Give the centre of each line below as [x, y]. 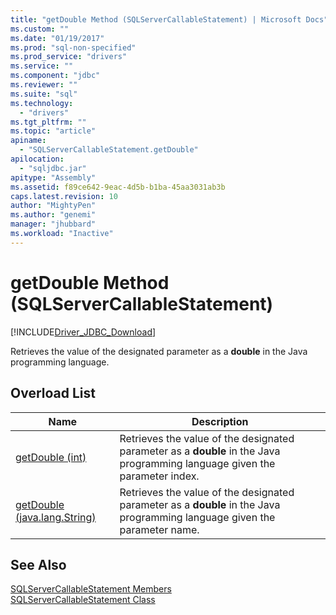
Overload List [53, 393]
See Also [38, 564]
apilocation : [37, 159]
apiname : [28, 141]
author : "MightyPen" [53, 206]
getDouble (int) [51, 457]
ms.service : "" [42, 66]
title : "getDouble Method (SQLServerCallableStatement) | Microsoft [156, 19]
